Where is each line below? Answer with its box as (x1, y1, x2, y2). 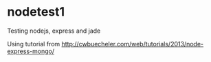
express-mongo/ (7, 47, 55, 55)
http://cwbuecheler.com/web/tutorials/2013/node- (61, 40, 204, 48)
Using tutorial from (7, 40, 60, 48)
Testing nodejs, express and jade (7, 27, 101, 35)
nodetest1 (7, 4, 65, 20)
